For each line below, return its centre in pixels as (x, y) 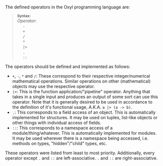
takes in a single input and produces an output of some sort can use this (85, 97)
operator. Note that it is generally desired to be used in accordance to (82, 102)
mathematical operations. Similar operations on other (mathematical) (81, 81)
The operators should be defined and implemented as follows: (68, 66)
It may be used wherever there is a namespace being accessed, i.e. (80, 138)
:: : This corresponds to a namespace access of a (62, 128)
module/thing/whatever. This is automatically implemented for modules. (84, 133)
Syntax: (24, 16)
